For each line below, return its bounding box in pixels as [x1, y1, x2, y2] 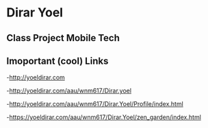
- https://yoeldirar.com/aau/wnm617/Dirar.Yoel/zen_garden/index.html [6, 113, 201, 121]
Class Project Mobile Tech [6, 32, 120, 44]
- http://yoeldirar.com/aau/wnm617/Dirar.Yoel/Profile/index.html [6, 100, 184, 108]
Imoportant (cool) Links [6, 55, 109, 66]
